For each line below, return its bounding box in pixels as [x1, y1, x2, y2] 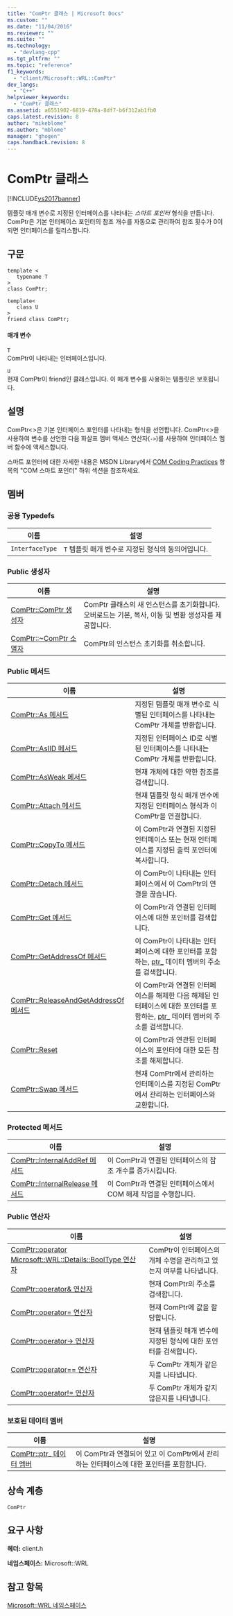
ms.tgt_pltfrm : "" [7, 55, 60, 62]
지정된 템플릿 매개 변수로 [135, 700, 212, 710]
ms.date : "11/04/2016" [7, 23, 73, 30]
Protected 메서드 [7, 1123, 63, 1133]
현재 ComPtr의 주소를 [148, 1279, 216, 1289]
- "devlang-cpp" [13, 49, 60, 56]
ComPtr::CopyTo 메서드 [10, 840, 85, 850]
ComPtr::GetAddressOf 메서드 [10, 952, 107, 961]
